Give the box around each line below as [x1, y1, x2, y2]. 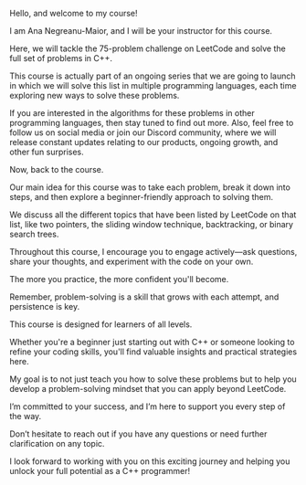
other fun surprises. [9, 146, 84, 157]
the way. [9, 411, 42, 421]
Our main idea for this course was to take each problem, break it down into [9, 182, 290, 193]
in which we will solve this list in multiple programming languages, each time [9, 80, 297, 90]
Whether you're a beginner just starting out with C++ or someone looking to [9, 337, 295, 347]
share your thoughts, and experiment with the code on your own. [9, 256, 254, 267]
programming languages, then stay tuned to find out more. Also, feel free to [9, 118, 294, 128]
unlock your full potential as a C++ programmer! [9, 466, 190, 476]
